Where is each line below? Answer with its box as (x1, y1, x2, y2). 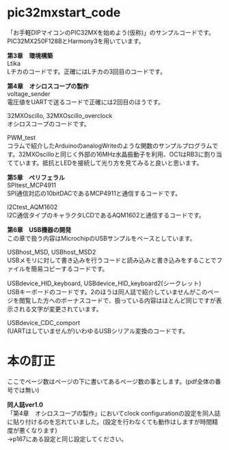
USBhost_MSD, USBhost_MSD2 (7, 248, 96, 256)
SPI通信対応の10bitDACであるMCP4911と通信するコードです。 (7, 189, 182, 197)
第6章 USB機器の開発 (7, 225, 72, 234)
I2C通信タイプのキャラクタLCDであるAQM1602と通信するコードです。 (7, 211, 205, 219)
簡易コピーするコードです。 (30, 264, 109, 272)
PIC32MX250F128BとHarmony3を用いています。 (7, 36, 145, 45)
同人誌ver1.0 (7, 400, 43, 409)
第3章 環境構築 (7, 51, 53, 60)
